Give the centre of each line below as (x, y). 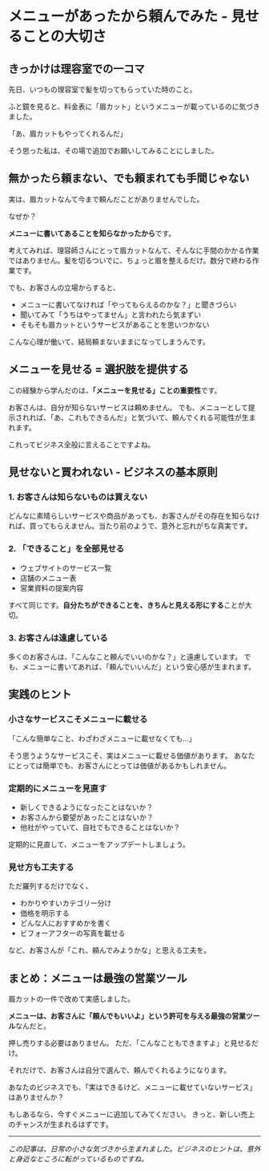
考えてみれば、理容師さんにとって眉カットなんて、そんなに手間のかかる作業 (134, 250)
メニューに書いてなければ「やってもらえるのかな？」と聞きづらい (128, 304)
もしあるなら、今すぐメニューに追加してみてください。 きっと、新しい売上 (131, 1114)
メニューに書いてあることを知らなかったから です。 (92, 233)
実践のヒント (40, 695)
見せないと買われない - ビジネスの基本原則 (113, 472)
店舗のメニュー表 (48, 578)
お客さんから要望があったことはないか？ (86, 817)
